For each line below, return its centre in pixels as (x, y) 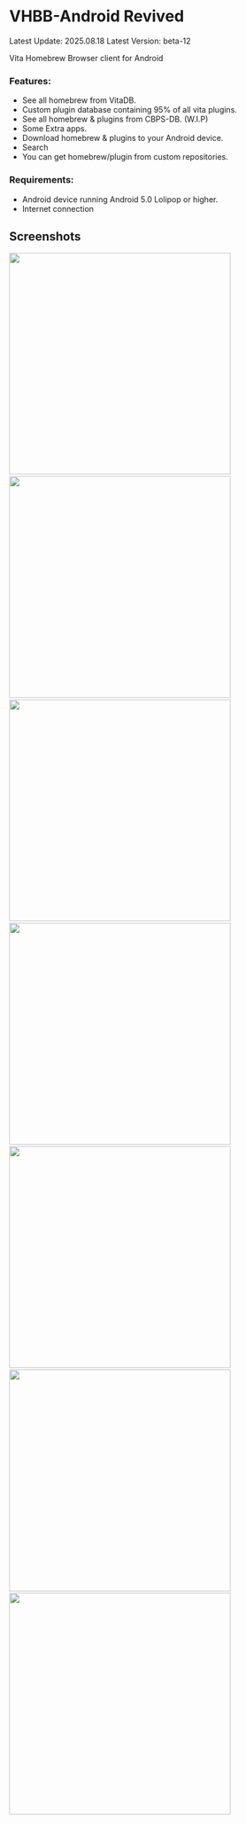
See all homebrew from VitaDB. (79, 100)
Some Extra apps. (54, 129)
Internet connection (58, 208)
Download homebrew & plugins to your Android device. (123, 138)
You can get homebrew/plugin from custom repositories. (125, 157)
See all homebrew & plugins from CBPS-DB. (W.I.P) (115, 119)
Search (35, 147)
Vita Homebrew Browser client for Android (86, 58)
